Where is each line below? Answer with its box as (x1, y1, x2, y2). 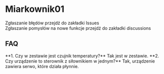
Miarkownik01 (5, 3, 65, 15)
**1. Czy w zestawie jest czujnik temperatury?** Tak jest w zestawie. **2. (5, 53, 160, 59)
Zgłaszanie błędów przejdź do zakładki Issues (5, 20, 99, 26)
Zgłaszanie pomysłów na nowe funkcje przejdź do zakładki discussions (5, 25, 152, 31)
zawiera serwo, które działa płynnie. (5, 63, 79, 69)
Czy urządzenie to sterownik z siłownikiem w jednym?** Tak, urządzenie (5, 58, 155, 64)
